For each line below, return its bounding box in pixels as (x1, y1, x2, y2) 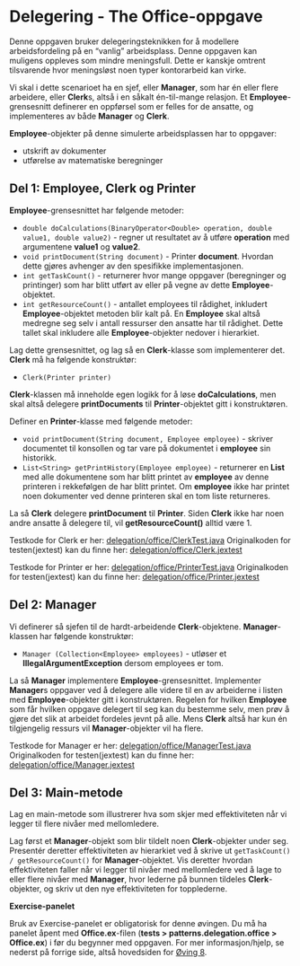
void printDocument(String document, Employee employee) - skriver (22, 433, 274, 443)
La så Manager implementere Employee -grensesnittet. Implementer (9, 675, 262, 686)
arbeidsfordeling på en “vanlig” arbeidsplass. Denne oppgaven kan (9, 45, 258, 56)
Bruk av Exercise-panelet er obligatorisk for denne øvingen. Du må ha (9, 918, 268, 929)
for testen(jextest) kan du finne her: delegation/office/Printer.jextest (9, 571, 260, 582)
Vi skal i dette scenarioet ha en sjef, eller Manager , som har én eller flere (9, 82, 278, 92)
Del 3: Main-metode (9, 785, 124, 800)
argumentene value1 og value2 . (22, 241, 141, 252)
